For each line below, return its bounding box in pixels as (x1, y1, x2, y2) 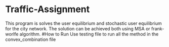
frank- (151, 25, 164, 31)
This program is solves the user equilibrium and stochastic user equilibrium (5, 20, 162, 26)
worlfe (5, 31, 19, 37)
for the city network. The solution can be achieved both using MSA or (5, 25, 150, 31)
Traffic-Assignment (5, 4, 90, 15)
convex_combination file (5, 36, 56, 42)
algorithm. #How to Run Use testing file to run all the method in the (19, 31, 159, 37)
